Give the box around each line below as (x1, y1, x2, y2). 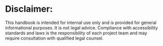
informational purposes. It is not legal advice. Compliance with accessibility (5, 24, 158, 30)
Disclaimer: (5, 3, 53, 15)
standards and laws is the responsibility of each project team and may (5, 30, 148, 36)
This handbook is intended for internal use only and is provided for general (5, 20, 157, 25)
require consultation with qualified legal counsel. (5, 35, 104, 41)
